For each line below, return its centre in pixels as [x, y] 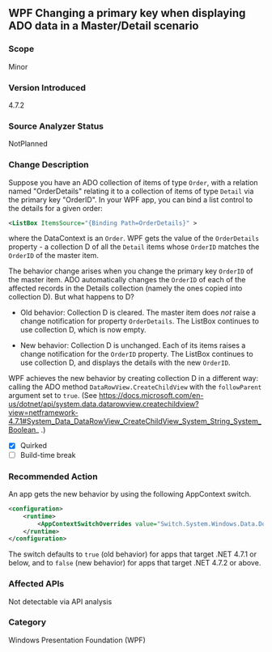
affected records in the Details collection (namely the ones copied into [125, 288]
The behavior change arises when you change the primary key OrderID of [131, 271]
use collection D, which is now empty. [83, 330]
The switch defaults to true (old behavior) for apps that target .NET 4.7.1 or [133, 554]
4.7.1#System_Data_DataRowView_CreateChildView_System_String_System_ [135, 421]
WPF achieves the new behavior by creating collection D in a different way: [134, 379]
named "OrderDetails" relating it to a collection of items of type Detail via [131, 191]
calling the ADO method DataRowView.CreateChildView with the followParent [135, 387]
